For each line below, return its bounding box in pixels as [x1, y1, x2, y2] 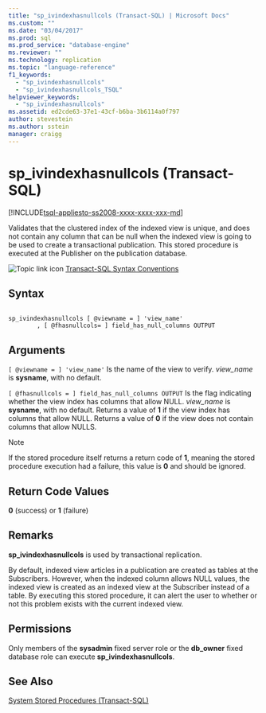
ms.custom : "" [8, 19, 56, 27]
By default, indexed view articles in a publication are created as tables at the [8, 565, 259, 575]
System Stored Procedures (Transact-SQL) [8, 695, 149, 705]
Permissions [8, 622, 72, 636]
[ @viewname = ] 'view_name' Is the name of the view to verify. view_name [8, 364, 253, 374]
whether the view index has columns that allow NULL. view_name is [8, 397, 231, 407]
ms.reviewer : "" [8, 49, 62, 56]
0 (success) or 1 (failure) [8, 506, 89, 515]
